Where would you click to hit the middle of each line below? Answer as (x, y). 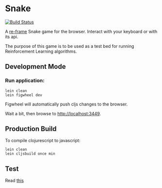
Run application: (25, 81)
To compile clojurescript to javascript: (43, 141)
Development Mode (36, 67)
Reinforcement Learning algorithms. (41, 51)
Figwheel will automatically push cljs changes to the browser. (66, 104)
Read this (15, 181)
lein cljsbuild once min (30, 154)
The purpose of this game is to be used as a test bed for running (70, 46)
